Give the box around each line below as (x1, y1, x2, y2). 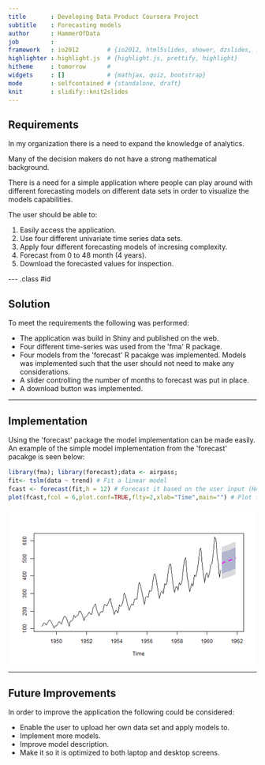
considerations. (19, 367, 71, 377)
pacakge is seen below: (8, 451, 85, 462)
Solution (8, 297, 50, 311)
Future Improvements (8, 686, 117, 699)
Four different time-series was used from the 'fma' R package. (19, 342, 222, 352)
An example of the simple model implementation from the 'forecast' (8, 443, 227, 453)
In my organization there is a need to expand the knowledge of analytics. (8, 139, 244, 149)
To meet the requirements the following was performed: (8, 318, 189, 328)
